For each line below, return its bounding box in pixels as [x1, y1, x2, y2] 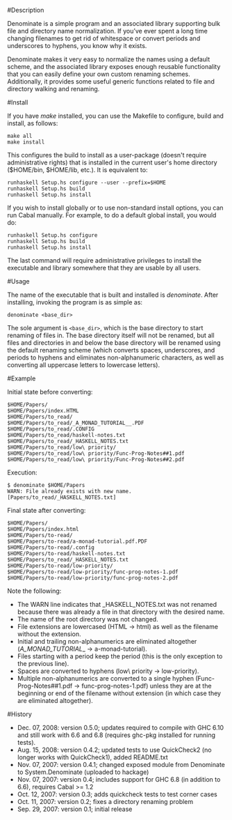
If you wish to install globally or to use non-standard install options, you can [7, 203, 224, 212]
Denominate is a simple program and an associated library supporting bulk [7, 20, 221, 27]
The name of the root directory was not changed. [17, 615, 158, 623]
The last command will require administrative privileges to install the [7, 256, 202, 264]
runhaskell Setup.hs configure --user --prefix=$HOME [7, 179, 167, 186]
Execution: [7, 468, 38, 477]
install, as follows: [7, 119, 58, 127]
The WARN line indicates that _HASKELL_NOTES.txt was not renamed [17, 601, 217, 608]
